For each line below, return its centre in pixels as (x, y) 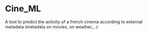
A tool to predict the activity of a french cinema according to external (74, 22)
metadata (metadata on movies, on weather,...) (51, 26)
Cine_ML (23, 9)
